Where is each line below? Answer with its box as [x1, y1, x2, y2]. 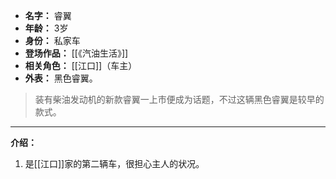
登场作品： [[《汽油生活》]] [24, 47, 129, 59]
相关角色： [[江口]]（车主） [24, 60, 138, 71]
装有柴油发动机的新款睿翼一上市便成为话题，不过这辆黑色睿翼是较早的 [34, 94, 325, 105]
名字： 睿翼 [24, 10, 72, 21]
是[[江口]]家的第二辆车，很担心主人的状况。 [24, 158, 205, 169]
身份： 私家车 [24, 35, 81, 46]
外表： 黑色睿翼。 [24, 72, 98, 84]
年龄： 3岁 [24, 22, 69, 34]
